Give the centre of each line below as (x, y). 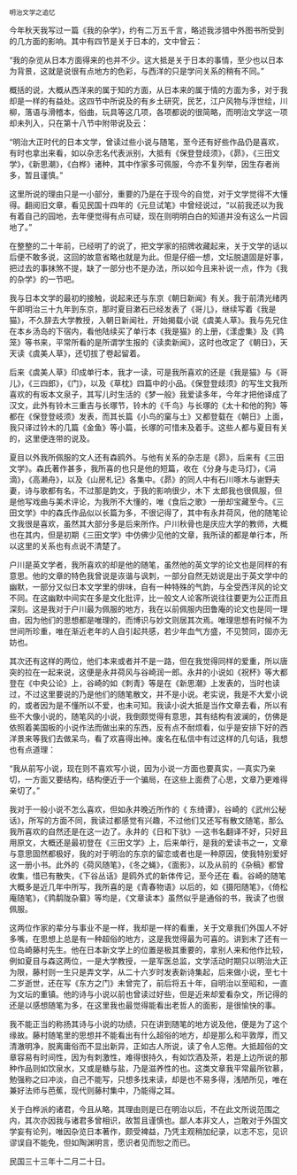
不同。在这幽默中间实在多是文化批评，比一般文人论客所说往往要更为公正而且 (148, 598)
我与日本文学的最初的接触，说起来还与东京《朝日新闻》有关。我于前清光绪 (145, 298)
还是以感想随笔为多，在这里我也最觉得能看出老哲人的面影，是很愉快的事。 (145, 1005)
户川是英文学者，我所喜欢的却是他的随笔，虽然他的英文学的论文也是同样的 (145, 564)
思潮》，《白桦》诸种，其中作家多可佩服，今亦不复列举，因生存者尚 (160, 164)
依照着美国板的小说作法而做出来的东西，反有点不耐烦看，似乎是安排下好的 (145, 727)
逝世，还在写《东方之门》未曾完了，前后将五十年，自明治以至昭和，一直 (156, 983)
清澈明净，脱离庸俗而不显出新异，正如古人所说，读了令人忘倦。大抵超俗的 (145, 1046)
